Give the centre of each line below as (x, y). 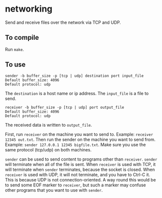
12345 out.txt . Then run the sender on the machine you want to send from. (80, 139)
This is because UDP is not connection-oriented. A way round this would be (81, 180)
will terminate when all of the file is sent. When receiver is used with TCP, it (80, 164)
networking (29, 9)
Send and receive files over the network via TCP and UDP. (63, 22)
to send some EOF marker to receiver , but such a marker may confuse (75, 185)
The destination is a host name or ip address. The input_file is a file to (77, 93)
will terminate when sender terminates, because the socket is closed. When (80, 169)
